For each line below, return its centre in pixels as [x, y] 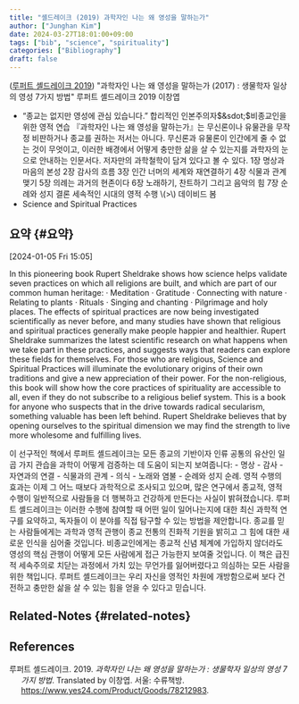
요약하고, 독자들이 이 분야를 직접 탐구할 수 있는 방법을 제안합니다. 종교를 [150, 520]
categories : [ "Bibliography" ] [66, 51]
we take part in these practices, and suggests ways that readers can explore [150, 349]
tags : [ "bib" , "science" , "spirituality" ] [89, 42]
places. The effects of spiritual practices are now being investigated [134, 311]
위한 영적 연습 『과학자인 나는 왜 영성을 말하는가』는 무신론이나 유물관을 [148, 127]
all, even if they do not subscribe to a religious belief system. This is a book [148, 397]
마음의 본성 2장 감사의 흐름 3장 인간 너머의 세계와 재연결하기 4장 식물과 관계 [154, 172]
